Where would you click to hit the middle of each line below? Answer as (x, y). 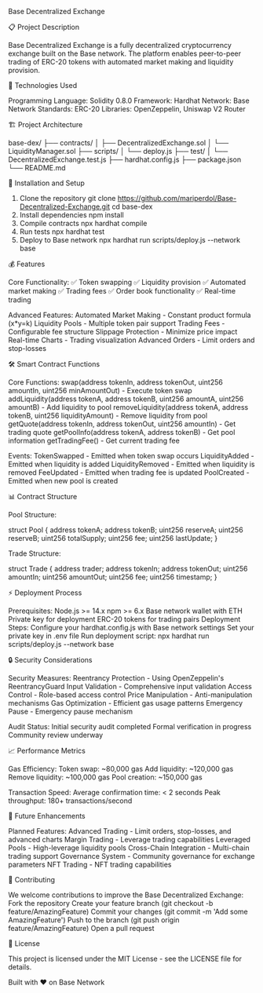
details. (20, 967)
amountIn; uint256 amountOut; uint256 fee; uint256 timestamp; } (113, 577)
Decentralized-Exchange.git (65, 206)
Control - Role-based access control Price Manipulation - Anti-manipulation (130, 695)
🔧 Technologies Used (42, 85)
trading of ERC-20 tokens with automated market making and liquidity (121, 62)
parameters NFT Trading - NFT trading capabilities (90, 864)
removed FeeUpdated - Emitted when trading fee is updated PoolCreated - (129, 473)
